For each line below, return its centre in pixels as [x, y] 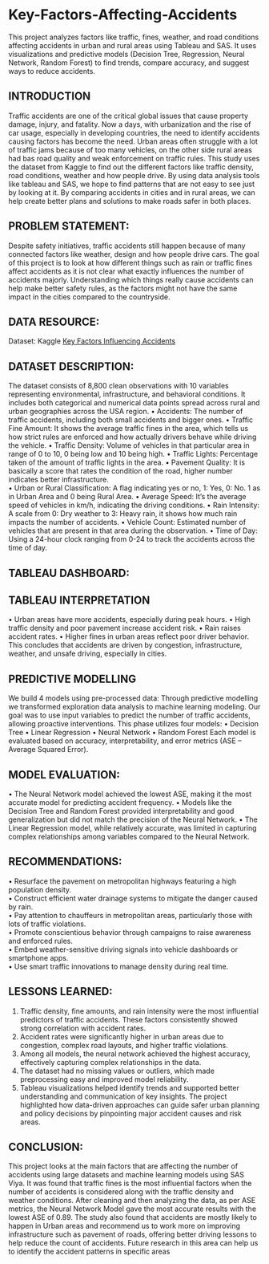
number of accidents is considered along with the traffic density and [121, 1192]
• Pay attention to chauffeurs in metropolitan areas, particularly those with [130, 915]
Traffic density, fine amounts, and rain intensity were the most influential [139, 1011]
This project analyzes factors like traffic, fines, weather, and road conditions [134, 37]
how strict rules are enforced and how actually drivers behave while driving [132, 437]
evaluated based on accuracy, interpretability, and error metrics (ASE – [125, 741]
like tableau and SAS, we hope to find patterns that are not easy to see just [131, 184]
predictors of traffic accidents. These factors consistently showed [128, 1019]
